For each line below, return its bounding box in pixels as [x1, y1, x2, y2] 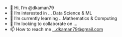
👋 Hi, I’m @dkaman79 [9, 5, 54, 10]
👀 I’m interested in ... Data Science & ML [9, 10, 92, 16]
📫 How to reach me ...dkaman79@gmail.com [9, 26, 104, 32]
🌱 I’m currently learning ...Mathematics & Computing [9, 15, 118, 21]
